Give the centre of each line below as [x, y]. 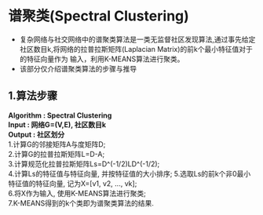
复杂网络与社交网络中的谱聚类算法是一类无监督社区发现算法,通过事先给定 [137, 39]
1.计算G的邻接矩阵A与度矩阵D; [57, 144]
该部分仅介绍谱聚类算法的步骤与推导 [78, 68]
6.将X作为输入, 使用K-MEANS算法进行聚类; [77, 193]
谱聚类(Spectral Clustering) [99, 16]
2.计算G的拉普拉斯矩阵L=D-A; [57, 154]
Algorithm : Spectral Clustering [60, 115]
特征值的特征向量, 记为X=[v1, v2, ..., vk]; [73, 183]
